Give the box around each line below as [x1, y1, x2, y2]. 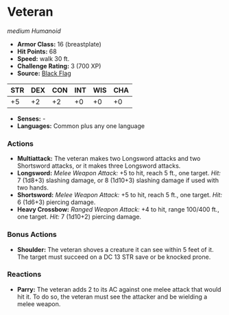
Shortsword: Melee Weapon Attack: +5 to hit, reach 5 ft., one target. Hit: [16, 191, 223, 199]
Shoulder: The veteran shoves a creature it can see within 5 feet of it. [16, 245, 214, 253]
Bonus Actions [7, 230, 57, 240]
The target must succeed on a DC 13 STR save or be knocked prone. [16, 253, 211, 261]
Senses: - [16, 114, 46, 123]
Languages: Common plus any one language [16, 121, 145, 130]
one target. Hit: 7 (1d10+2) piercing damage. [16, 213, 142, 221]
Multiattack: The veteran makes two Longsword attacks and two [16, 155, 201, 163]
